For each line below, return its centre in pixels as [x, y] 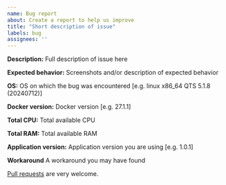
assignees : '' [28, 39]
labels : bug [24, 33]
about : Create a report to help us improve [71, 20]
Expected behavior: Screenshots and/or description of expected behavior [113, 73]
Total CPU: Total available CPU [51, 120]
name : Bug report [32, 14]
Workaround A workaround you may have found [76, 161]
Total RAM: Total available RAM [53, 134]
